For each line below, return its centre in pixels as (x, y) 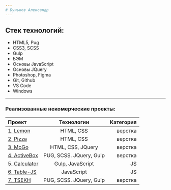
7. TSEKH (19, 180)
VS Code (22, 86)
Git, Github (24, 80)
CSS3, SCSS (26, 48)
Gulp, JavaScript (74, 164)
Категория (123, 122)
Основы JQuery (30, 69)
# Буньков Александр (27, 10)
